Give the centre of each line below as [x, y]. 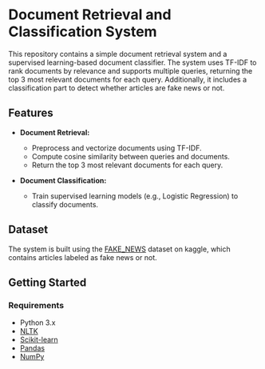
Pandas [32, 348]
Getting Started [47, 282]
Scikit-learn [39, 340]
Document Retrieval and [90, 15]
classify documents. [65, 204]
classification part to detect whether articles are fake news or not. [117, 88]
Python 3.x [38, 323]
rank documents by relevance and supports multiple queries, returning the [131, 70]
